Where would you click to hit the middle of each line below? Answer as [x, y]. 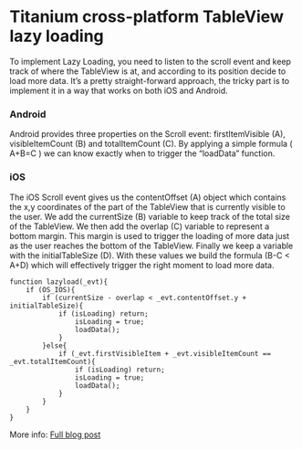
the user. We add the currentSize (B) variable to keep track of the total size [150, 216]
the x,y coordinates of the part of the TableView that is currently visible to [147, 206]
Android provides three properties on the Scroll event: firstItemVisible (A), [147, 134]
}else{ [55, 345]
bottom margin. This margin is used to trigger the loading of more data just [150, 235]
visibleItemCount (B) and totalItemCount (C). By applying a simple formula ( [151, 144]
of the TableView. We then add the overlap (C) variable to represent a [140, 226]
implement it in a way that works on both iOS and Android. [119, 90]
